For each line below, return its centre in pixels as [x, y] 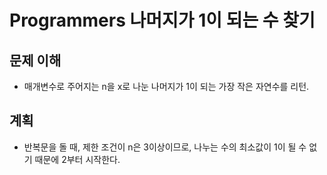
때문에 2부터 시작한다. [77, 159]
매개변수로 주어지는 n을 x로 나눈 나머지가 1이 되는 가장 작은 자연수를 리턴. [166, 86]
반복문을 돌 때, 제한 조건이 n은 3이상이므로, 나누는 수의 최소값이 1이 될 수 [165, 147]
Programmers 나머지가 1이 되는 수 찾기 [162, 20]
